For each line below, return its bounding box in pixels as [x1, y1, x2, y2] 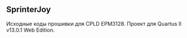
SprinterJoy [6, 5, 51, 15]
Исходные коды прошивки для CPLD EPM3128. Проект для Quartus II [6, 20, 182, 27]
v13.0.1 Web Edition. [6, 26, 55, 33]
